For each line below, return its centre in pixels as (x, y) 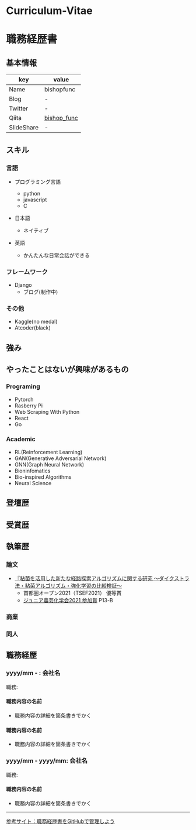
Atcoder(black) (32, 328)
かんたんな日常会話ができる (57, 255)
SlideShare (24, 128)
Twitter (18, 108)
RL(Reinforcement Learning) (48, 452)
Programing (23, 386)
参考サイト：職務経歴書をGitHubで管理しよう (60, 821)
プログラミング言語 (38, 181)
